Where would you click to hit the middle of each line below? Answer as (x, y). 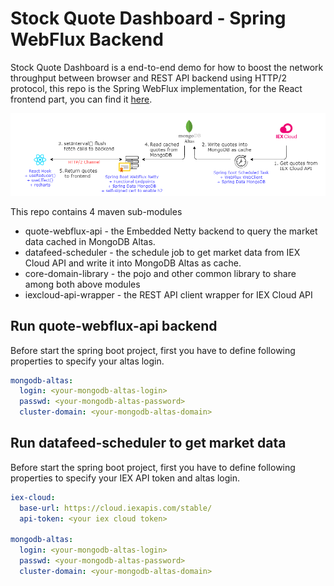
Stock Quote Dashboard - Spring (148, 18)
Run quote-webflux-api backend (114, 326)
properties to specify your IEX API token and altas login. (125, 478)
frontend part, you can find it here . (81, 99)
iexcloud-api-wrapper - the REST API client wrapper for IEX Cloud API (168, 294)
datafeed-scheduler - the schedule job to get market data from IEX (162, 252)
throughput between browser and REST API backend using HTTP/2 (149, 78)
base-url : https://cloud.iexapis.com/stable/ (116, 508)
